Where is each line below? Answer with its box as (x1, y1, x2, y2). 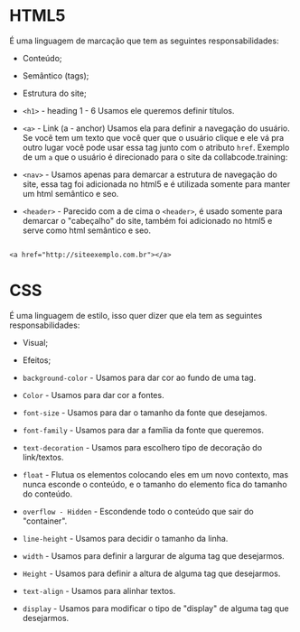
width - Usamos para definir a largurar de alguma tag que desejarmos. (22, 550, 285, 561)
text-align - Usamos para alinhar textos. (22, 585, 176, 596)
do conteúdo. (22, 488, 73, 499)
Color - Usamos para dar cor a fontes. (22, 389, 164, 400)
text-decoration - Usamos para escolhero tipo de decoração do (22, 441, 263, 452)
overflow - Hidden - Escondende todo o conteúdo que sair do (22, 506, 255, 516)
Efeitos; (22, 354, 52, 366)
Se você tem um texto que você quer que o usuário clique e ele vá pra (22, 132, 285, 143)
